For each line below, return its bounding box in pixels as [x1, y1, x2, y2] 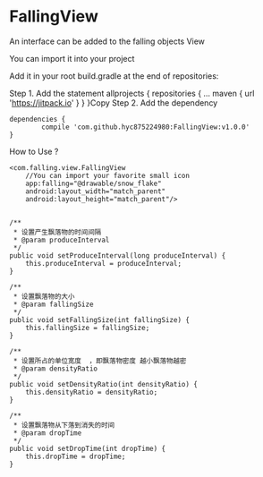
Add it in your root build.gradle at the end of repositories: [9, 70, 219, 81]
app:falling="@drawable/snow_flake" [25, 179, 163, 188]
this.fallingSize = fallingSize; [25, 323, 150, 332]
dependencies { [9, 115, 66, 124]
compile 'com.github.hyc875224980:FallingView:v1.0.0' [41, 123, 250, 132]
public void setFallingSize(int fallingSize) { [9, 315, 191, 324]
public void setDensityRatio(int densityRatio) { [9, 379, 199, 388]
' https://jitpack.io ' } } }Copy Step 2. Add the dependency [9, 97, 218, 108]
